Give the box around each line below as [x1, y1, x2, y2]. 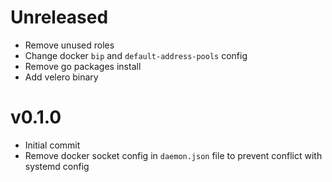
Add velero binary [24, 71, 99, 83]
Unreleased [10, 6, 109, 29]
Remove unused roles [24, 39, 115, 51]
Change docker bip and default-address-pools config [24, 49, 248, 61]
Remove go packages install [24, 60, 142, 72]
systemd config [24, 160, 90, 172]
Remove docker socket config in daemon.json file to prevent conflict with [24, 149, 323, 161]
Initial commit [24, 139, 81, 151]
